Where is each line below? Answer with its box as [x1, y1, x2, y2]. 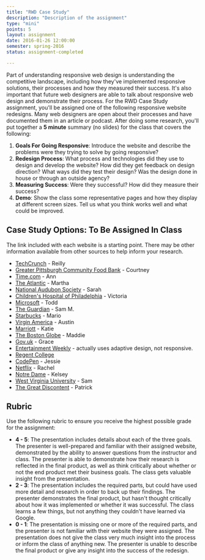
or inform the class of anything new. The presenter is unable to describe [15, 540, 198, 548]
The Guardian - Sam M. [15, 305, 75, 313]
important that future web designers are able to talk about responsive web [6, 90, 194, 98]
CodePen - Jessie [15, 357, 61, 365]
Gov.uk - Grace [15, 338, 54, 345]
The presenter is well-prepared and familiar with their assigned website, [15, 443, 197, 450]
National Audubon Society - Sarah [15, 286, 102, 293]
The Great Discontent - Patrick [15, 383, 93, 391]
